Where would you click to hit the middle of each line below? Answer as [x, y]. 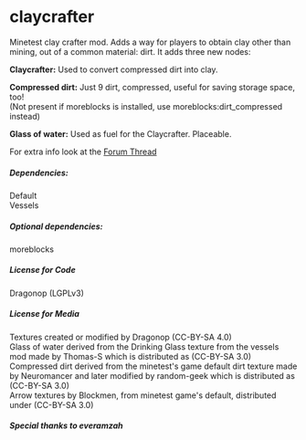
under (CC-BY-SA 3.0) [52, 404]
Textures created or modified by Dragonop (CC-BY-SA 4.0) [121, 337]
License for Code [42, 270]
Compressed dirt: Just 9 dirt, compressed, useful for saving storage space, [152, 87]
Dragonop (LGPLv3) [47, 293]
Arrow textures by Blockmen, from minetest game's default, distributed [143, 395]
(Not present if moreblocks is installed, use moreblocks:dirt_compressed [146, 106]
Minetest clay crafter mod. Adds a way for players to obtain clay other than [150, 42]
